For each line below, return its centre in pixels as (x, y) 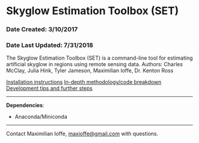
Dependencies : (25, 105)
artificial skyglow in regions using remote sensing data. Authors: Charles (94, 64)
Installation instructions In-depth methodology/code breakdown (84, 82)
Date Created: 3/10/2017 (42, 30)
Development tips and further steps (49, 88)
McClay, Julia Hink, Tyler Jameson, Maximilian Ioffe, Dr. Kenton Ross (90, 71)
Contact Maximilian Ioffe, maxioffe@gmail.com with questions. (82, 134)
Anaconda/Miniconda (41, 117)
